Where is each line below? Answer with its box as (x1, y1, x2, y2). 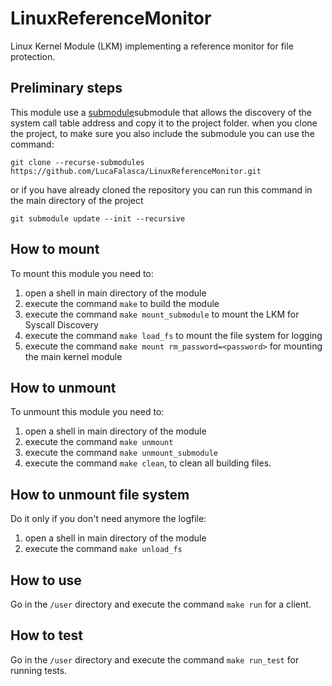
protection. (10, 50, 56, 62)
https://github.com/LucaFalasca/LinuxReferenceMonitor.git (10, 166, 262, 176)
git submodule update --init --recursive (10, 213, 186, 224)
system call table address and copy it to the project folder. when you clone (10, 117, 318, 129)
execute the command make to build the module (24, 297, 220, 309)
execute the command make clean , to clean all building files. (24, 457, 272, 469)
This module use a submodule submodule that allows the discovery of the (10, 106, 312, 118)
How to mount (10, 241, 100, 258)
